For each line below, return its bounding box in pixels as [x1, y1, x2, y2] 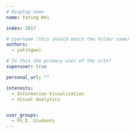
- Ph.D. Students [11, 118, 55, 124]
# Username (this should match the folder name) [6, 36, 130, 42]
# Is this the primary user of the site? [6, 58, 112, 64]
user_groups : [6, 112, 39, 119]
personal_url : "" [6, 74, 50, 80]
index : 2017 [6, 25, 36, 31]
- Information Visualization [11, 90, 85, 96]
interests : [6, 85, 34, 91]
